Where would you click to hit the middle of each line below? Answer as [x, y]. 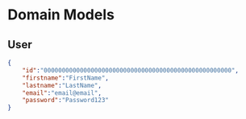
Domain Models [61, 15]
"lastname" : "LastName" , [62, 85]
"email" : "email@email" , [62, 93]
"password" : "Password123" [66, 101]
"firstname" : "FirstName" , [66, 78]
